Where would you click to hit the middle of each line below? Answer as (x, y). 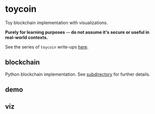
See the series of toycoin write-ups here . (47, 47)
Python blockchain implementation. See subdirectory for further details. (78, 74)
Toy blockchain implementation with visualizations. (57, 23)
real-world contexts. (27, 37)
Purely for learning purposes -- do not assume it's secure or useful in (77, 32)
